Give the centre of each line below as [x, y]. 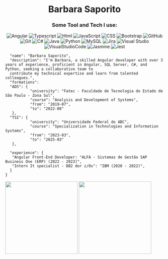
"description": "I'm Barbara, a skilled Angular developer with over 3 [87, 60]
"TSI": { [19, 118]
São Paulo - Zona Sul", [30, 96]
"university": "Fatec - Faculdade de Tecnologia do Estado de [97, 91]
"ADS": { [19, 87]
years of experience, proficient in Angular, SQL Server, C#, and [76, 65]
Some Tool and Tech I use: [85, 25]
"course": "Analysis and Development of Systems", [84, 100]
